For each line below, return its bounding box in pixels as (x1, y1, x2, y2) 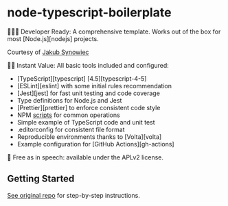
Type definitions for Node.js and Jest (16, 96, 122, 104)
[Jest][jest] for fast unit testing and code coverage (16, 89, 160, 97)
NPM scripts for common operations (16, 111, 120, 119)
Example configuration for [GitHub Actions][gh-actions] (16, 140, 174, 148)
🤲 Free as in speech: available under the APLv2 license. (7, 153, 163, 162)
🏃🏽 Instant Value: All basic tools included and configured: (7, 61, 170, 69)
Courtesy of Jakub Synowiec (7, 48, 89, 56)
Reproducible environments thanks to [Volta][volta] (16, 132, 162, 141)
